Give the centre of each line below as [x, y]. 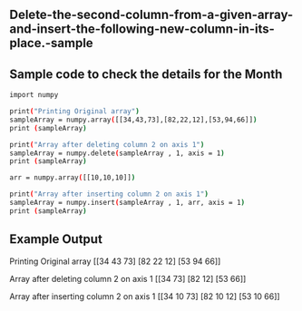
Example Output [56, 239]
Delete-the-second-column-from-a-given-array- [151, 15]
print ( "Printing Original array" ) [75, 112]
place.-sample [51, 43]
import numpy [34, 95]
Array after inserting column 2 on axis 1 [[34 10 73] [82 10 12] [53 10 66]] [145, 296]
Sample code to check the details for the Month [146, 74]
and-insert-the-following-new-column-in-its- [142, 29]
